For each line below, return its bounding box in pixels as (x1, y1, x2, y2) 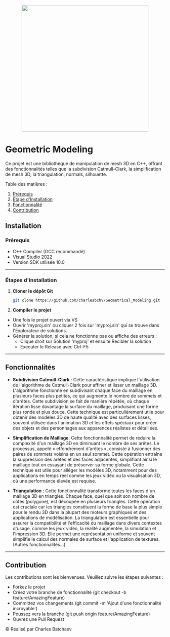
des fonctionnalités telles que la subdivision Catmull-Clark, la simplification (5, 166, 161, 172)
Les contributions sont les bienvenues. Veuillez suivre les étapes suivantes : (5, 574, 163, 580)
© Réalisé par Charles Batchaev (5, 626, 72, 632)
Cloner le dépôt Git (12, 288, 53, 294)
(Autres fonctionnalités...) (12, 541, 66, 547)
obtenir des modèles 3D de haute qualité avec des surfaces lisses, (12, 414, 151, 420)
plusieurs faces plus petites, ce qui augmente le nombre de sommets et (12, 392, 162, 399)
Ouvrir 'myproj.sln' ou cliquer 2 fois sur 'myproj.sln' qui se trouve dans (12, 322, 159, 328)
